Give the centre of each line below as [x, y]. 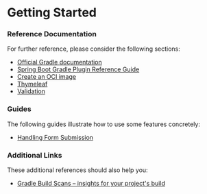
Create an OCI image [47, 77]
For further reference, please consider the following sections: [94, 49]
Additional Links [35, 155]
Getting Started [52, 13]
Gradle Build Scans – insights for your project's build [91, 184]
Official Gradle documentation [60, 62]
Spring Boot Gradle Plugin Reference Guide [78, 69]
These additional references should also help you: [78, 170]
